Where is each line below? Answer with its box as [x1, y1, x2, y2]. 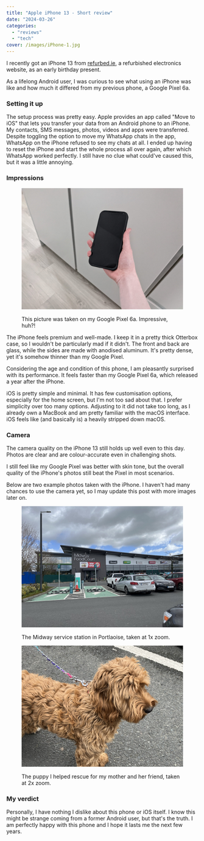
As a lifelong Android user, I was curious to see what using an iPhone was [6, 78, 192, 85]
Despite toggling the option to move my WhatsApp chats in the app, [6, 133, 176, 140]
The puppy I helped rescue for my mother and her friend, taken [21, 773, 180, 780]
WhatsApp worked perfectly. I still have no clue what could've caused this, [6, 152, 194, 160]
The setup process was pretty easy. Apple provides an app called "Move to [6, 113, 195, 121]
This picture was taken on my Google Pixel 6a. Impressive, [21, 315, 169, 322]
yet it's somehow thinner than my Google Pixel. [6, 353, 125, 360]
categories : [6, 23, 37, 29]
